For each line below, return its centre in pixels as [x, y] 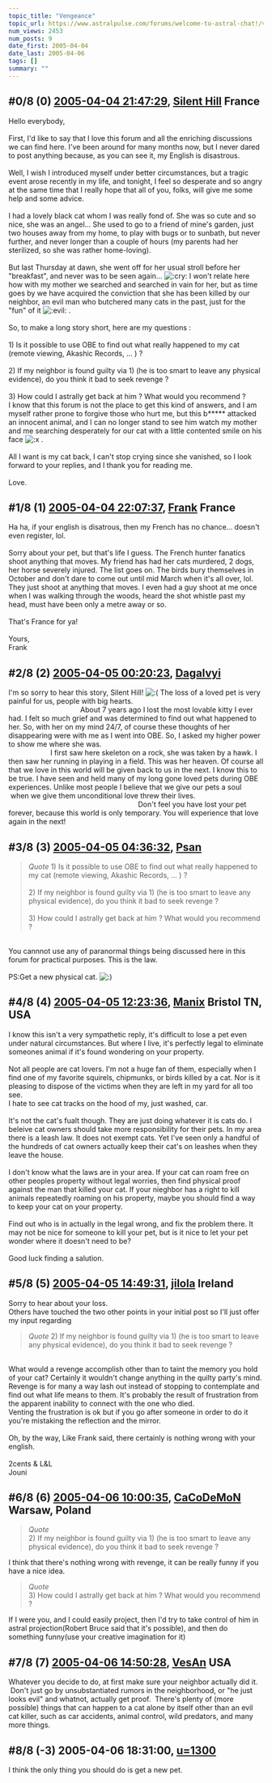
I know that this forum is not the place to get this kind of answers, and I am [133, 405]
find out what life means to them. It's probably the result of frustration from [134, 1394]
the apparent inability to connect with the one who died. [102, 1403]
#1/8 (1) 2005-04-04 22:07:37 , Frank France [122, 507]
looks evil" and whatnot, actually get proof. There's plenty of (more [121, 1699]
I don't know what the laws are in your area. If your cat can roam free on [129, 1172]
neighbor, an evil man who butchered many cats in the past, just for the [127, 301]
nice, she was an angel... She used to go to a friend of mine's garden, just [131, 224]
